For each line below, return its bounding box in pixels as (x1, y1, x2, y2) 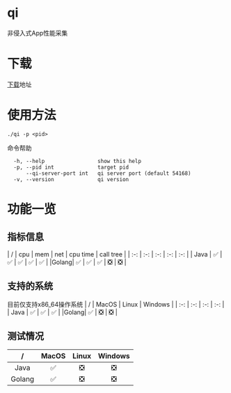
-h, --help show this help (13, 157, 141, 164)
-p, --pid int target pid (13, 164, 129, 171)
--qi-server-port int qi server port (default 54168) (25, 169, 191, 177)
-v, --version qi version (13, 176, 129, 183)
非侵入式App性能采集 (7, 29, 68, 37)
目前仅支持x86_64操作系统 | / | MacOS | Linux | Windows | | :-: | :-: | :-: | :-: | (7, 300, 225, 308)
